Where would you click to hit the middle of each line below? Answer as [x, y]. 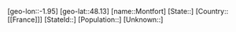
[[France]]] [25, 20]
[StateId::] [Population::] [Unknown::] [103, 20]
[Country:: [212, 11]
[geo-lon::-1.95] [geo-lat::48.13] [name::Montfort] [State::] [101, 11]
